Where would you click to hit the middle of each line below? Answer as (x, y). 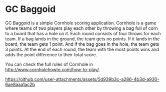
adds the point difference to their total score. (51, 54)
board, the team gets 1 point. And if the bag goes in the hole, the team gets (82, 44)
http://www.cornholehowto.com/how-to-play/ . (53, 69)
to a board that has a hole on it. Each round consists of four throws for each (83, 33)
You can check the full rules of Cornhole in (49, 64)
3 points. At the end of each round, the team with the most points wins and (82, 49)
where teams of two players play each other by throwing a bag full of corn (81, 28)
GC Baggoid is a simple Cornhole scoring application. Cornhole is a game (81, 23)
